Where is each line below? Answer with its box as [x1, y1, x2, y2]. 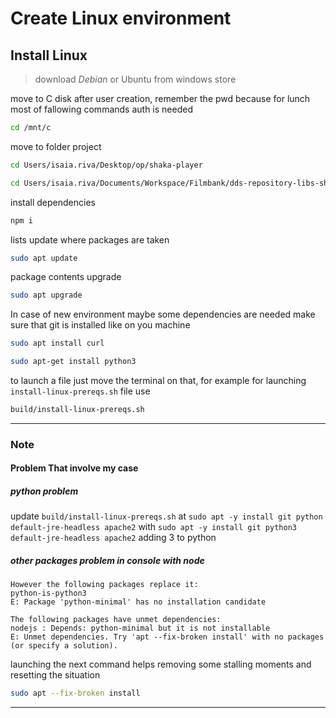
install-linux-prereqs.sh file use [10, 385, 151, 397]
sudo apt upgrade [10, 290, 83, 301]
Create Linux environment [10, 7, 232, 30]
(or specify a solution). [10, 641, 118, 651]
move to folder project [10, 140, 102, 152]
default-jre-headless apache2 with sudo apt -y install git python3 [10, 521, 297, 533]
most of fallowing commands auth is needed [10, 103, 193, 115]
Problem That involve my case [10, 462, 139, 474]
